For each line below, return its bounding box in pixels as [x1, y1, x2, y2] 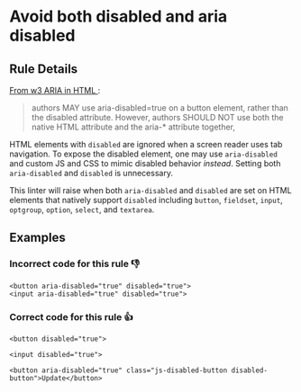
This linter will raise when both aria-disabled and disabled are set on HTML [9, 185, 292, 195]
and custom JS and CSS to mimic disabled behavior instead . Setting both [9, 158, 281, 168]
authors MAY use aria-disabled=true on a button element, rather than [31, 102, 288, 113]
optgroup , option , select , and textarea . [9, 204, 155, 215]
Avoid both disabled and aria [9, 6, 228, 27]
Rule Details [9, 61, 78, 76]
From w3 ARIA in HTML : [9, 85, 101, 95]
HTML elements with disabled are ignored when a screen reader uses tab [9, 139, 283, 149]
